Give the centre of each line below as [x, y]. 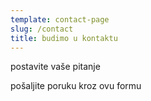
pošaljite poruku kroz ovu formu [76, 86]
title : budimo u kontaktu [64, 38]
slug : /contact [42, 29]
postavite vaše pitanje [55, 67]
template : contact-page [60, 19]
